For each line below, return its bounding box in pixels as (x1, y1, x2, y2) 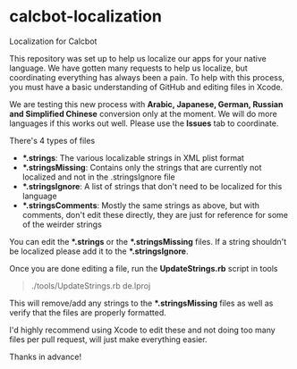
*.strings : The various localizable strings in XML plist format (21, 152, 244, 163)
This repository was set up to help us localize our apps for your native (9, 53, 267, 63)
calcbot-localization (9, 6, 163, 27)
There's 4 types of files (9, 135, 96, 146)
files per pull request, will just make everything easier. (9, 333, 208, 345)
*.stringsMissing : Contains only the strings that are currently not (21, 162, 262, 172)
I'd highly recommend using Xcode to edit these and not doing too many (9, 324, 276, 335)
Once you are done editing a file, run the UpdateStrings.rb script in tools (9, 263, 278, 273)
